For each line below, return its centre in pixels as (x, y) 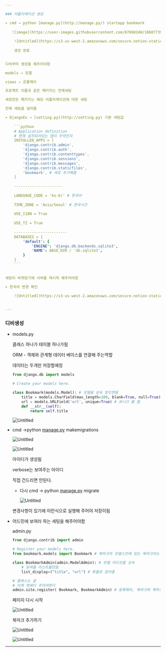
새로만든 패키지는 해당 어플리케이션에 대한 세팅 (46, 100)
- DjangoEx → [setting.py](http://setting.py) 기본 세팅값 (65, 118)
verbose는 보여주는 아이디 (38, 470)
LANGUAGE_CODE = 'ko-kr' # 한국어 (48, 196)
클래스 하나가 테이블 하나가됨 (40, 344)
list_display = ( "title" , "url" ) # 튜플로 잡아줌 (68, 572)
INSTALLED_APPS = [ (34, 141)
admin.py (22, 531)
